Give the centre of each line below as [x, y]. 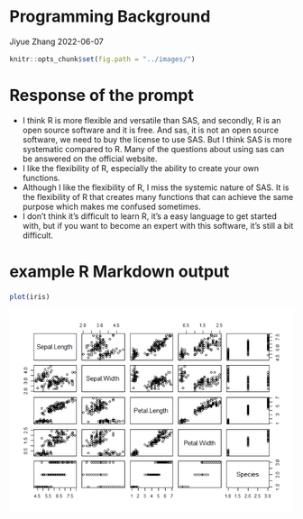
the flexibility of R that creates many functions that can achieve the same [158, 196]
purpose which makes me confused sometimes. [111, 206]
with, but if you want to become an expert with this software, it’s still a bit [158, 225]
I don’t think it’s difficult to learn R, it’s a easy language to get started [149, 216]
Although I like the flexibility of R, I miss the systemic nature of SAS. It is [156, 187]
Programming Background [110, 17]
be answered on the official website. [90, 159]
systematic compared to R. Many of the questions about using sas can [153, 149]
